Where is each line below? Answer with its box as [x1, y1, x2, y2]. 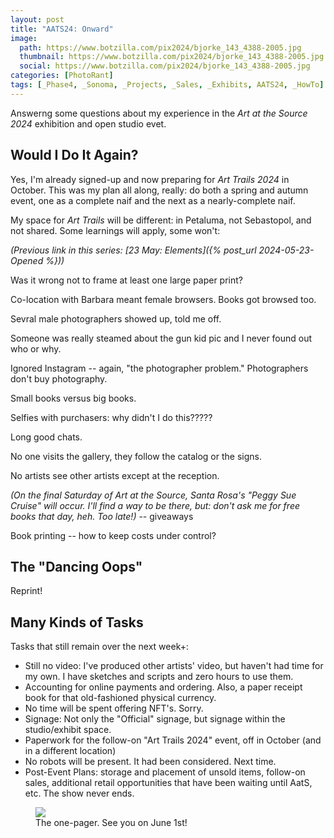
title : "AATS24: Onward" [10, 24, 114, 34]
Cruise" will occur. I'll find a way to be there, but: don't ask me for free [10, 499, 300, 511]
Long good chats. [10, 431, 83, 443]
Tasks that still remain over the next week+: [10, 641, 189, 653]
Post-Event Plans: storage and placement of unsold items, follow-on [24, 766, 306, 778]
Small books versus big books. [10, 392, 137, 404]
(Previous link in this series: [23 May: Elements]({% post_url [10, 244, 257, 256]
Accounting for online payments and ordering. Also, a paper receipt [24, 681, 303, 693]
